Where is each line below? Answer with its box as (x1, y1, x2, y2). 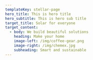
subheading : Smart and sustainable (14, 47, 87, 52)
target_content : (5, 25, 38, 30)
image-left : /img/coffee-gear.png (14, 39, 84, 44)
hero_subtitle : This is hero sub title (5, 16, 87, 21)
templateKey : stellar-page (5, 7, 60, 12)
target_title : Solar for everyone (5, 20, 76, 26)
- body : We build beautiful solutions (9, 30, 89, 34)
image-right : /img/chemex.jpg (14, 43, 76, 48)
